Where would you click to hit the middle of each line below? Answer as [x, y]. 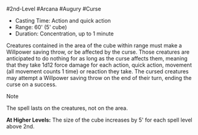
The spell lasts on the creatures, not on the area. [67, 108]
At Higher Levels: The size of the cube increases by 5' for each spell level [99, 120]
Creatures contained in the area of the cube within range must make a [94, 46]
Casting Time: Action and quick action [63, 20]
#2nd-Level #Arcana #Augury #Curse [54, 9]
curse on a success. [32, 84]
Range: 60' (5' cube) [41, 27]
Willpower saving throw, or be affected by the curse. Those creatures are [98, 52]
